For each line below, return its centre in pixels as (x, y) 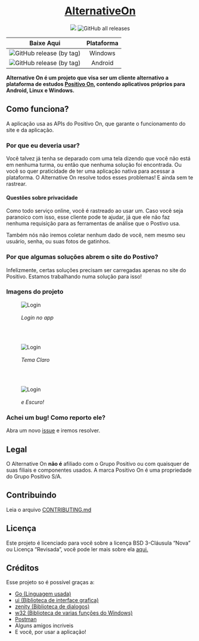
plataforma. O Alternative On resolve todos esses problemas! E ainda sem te (100, 178)
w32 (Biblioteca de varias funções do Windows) (74, 613)
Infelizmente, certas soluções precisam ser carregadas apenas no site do (96, 270)
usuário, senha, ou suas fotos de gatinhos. (58, 242)
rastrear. (16, 184)
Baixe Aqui (45, 43)
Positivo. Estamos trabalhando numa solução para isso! (74, 276)
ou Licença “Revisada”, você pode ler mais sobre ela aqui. (77, 549)
